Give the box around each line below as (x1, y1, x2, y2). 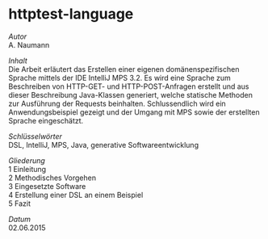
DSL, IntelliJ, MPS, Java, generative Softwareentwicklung (8, 140, 199, 149)
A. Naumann (8, 40, 50, 49)
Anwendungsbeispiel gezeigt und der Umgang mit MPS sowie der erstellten (8, 107, 260, 117)
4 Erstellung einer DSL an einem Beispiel (8, 190, 144, 199)
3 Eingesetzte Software (8, 181, 86, 191)
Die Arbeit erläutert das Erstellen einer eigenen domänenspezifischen (8, 64, 240, 73)
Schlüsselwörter (8, 131, 63, 141)
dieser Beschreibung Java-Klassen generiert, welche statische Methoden (8, 90, 253, 99)
